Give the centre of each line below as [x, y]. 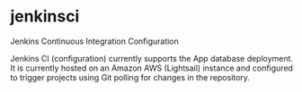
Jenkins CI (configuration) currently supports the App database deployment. [152, 58]
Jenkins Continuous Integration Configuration [94, 41]
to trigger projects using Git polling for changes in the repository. [130, 77]
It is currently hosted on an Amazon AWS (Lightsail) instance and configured [151, 68]
